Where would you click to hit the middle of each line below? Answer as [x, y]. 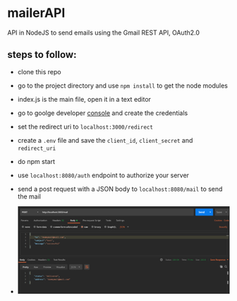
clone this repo [39, 71]
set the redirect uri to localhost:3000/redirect [85, 126]
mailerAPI [36, 13]
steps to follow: [42, 55]
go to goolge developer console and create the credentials [103, 113]
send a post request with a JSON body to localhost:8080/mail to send [120, 189]
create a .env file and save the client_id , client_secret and [105, 140]
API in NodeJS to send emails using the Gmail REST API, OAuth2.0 [103, 33]
